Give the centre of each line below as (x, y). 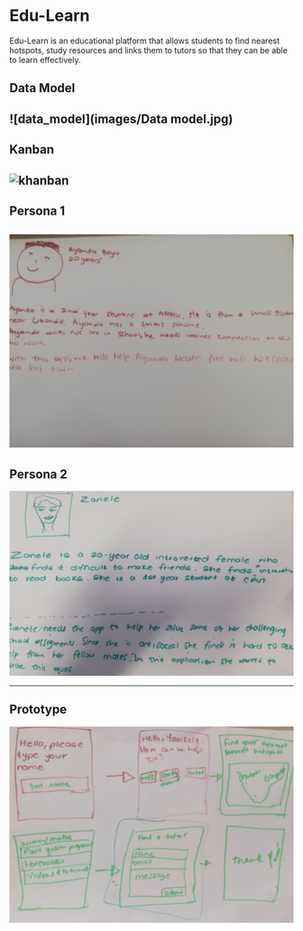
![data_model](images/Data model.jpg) (121, 119)
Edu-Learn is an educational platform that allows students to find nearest (145, 41)
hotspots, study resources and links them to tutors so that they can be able (149, 50)
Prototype (38, 710)
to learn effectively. (45, 60)
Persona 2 (38, 474)
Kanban (32, 150)
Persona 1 (37, 211)
